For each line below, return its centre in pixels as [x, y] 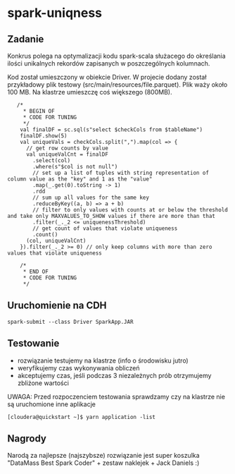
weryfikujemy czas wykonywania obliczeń [78, 367]
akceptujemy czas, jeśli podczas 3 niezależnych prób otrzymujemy [114, 375]
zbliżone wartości [43, 383]
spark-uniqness [55, 13]
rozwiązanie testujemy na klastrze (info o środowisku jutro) [103, 360]
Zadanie [26, 39]
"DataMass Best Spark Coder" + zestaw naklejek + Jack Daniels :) [103, 463]
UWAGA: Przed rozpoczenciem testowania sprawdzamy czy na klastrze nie [116, 396]
